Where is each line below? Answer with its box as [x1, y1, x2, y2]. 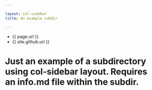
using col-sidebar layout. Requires [5, 66, 148, 77]
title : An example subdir [5, 16, 57, 21]
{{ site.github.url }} [12, 38, 50, 44]
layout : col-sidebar [5, 11, 47, 16]
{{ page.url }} [12, 34, 39, 39]
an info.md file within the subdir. [5, 76, 139, 88]
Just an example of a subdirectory [5, 55, 146, 67]
